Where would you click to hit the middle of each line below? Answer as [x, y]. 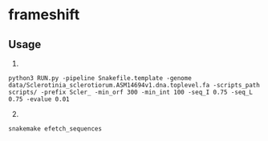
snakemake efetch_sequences [55, 129]
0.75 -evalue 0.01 [39, 99]
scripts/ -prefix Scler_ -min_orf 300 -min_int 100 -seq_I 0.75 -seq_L [130, 92]
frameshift [44, 15]
